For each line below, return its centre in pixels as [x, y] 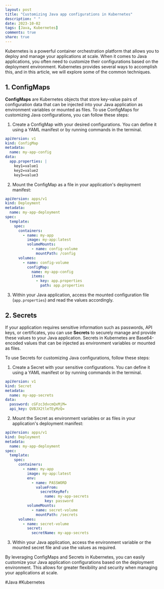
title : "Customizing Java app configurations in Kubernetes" [69, 14]
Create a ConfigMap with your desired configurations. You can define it [84, 124]
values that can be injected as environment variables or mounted [90, 343]
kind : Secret [18, 386]
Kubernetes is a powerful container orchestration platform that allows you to [82, 51]
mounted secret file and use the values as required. [64, 548]
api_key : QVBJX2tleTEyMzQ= [37, 409]
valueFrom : [47, 487]
